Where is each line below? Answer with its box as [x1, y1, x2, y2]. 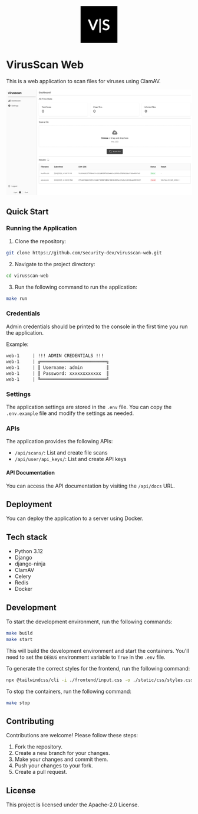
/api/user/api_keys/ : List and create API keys [14, 456, 127, 463]
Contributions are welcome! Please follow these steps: [6, 732, 138, 739]
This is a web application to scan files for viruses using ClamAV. [6, 77, 161, 84]
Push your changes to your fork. [14, 762, 93, 769]
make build [6, 630, 33, 636]
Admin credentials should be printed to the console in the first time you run [6, 323, 188, 330]
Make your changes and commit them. [14, 756, 108, 763]
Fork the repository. [14, 743, 63, 750]
